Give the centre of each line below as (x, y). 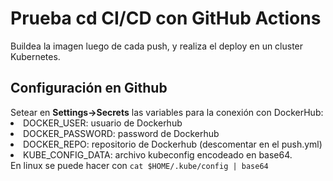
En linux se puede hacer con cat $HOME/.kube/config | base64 (139, 165)
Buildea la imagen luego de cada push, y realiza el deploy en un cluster (157, 46)
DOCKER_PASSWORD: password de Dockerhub (121, 133)
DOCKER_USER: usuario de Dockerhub (103, 123)
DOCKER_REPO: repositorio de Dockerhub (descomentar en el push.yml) (173, 144)
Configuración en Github (89, 88)
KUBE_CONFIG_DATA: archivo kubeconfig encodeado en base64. (158, 154)
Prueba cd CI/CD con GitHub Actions (166, 18)
